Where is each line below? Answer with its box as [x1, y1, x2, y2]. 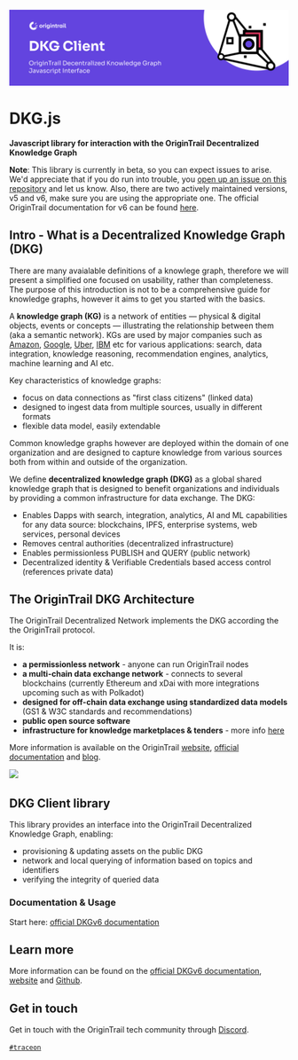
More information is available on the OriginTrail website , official [9, 742, 239, 753]
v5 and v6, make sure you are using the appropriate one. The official [9, 192, 259, 203]
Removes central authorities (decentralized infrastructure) [21, 538, 234, 548]
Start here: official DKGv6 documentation [9, 916, 160, 927]
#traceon [9, 1043, 42, 1052]
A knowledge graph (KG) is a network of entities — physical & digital [9, 310, 262, 321]
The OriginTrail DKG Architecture [9, 592, 195, 607]
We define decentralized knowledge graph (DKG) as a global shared [9, 474, 263, 484]
